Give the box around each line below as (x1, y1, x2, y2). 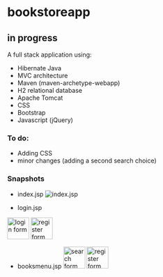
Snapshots (7, 174, 45, 184)
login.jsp (17, 203, 42, 211)
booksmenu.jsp (17, 262, 62, 270)
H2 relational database (17, 87, 83, 94)
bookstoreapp (7, 4, 91, 20)
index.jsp (17, 190, 44, 198)
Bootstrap (17, 109, 46, 117)
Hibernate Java (17, 64, 61, 72)
